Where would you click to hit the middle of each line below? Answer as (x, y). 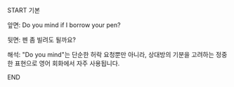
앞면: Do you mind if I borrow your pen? (64, 25)
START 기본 (24, 10)
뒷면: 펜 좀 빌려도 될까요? (41, 40)
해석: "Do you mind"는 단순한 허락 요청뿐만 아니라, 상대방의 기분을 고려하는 (111, 55)
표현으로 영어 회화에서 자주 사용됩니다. (67, 63)
